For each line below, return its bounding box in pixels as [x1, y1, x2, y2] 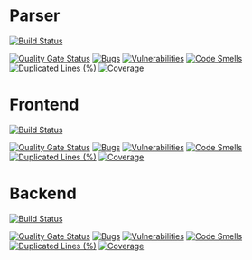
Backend [9, 183, 77, 204]
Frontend [9, 94, 79, 115]
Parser [9, 5, 61, 26]
